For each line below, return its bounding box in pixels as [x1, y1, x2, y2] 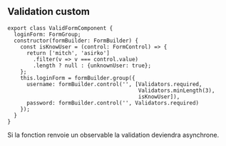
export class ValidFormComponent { [7, 24, 113, 31]
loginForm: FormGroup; [14, 31, 81, 38]
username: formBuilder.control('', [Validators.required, [26, 80, 202, 88]
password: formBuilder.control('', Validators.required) [26, 99, 200, 106]
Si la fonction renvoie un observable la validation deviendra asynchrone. [7, 130, 220, 139]
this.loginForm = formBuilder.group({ [20, 74, 135, 81]
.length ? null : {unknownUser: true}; [33, 62, 152, 69]
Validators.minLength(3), [138, 87, 215, 94]
